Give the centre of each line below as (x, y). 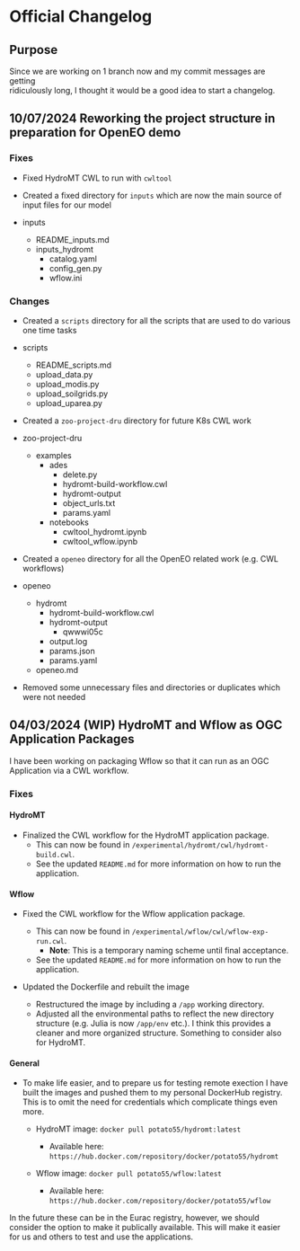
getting (22, 81)
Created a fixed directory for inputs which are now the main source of (152, 195)
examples (53, 455)
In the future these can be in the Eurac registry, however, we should (135, 1218)
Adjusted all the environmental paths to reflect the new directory (155, 1014)
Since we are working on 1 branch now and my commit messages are (137, 71)
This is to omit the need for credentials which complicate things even (150, 1102)
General (25, 1063)
